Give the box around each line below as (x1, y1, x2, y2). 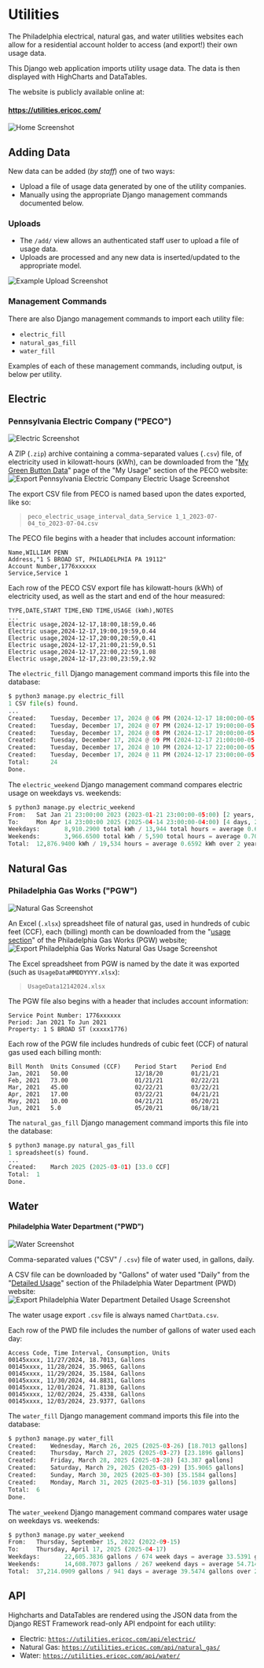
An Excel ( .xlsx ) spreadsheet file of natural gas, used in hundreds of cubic (8, 919, 251, 928)
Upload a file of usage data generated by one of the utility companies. (19, 181, 247, 190)
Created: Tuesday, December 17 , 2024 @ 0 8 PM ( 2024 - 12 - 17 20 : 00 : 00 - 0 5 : (8, 729, 258, 737)
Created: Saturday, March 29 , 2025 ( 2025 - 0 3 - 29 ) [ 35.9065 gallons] (8, 1464, 244, 1472)
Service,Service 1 (8, 569, 68, 578)
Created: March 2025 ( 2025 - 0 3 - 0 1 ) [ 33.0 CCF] (8, 1163, 170, 1171)
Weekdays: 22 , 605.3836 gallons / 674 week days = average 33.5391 (8, 1553, 251, 1561)
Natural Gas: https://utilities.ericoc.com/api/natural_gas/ (19, 1642, 221, 1651)
